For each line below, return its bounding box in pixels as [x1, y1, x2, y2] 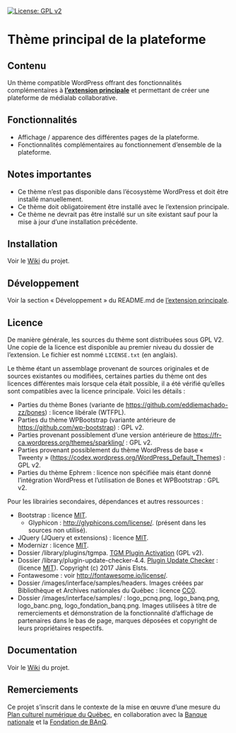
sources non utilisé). [28, 526, 88, 535]
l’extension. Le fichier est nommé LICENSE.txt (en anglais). [7, 351, 178, 359]
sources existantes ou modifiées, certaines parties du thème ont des [7, 372, 207, 381]
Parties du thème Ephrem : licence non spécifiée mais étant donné [17, 469, 211, 477]
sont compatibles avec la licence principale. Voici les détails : [7, 387, 186, 396]
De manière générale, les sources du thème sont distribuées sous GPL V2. [7, 335, 224, 344]
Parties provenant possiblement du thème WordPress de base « [17, 446, 203, 454]
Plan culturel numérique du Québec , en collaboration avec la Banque [7, 710, 207, 719]
